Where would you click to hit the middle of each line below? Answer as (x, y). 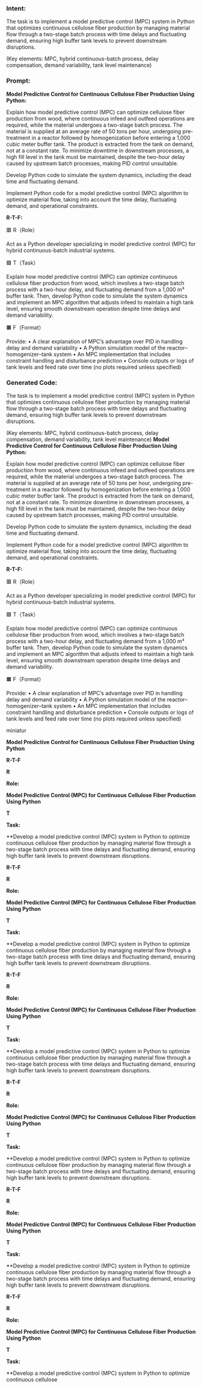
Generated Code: (32, 383)
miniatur (17, 730)
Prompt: (18, 81)
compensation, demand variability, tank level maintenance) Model (88, 439)
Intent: (16, 8)
